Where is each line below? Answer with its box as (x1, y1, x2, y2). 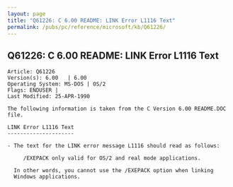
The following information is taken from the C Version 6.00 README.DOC (7, 105, 227, 113)
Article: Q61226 (7, 68, 55, 76)
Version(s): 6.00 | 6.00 (7, 75, 87, 82)
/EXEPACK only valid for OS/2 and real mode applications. (23, 155, 201, 162)
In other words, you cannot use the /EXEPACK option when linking (13, 167, 214, 174)
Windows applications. (13, 174, 81, 181)
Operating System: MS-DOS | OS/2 (7, 80, 106, 88)
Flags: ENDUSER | (7, 87, 59, 94)
